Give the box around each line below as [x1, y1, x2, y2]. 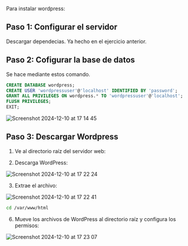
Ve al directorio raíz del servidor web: [14, 147, 106, 154]
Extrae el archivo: [14, 182, 58, 189]
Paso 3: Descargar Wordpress [6, 132, 119, 142]
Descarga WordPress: [14, 159, 68, 166]
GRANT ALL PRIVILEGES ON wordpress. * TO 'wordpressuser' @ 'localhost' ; [6, 93, 183, 99]
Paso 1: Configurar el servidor [6, 22, 118, 32]
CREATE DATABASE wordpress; [6, 82, 75, 88]
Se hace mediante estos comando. [6, 70, 90, 77]
